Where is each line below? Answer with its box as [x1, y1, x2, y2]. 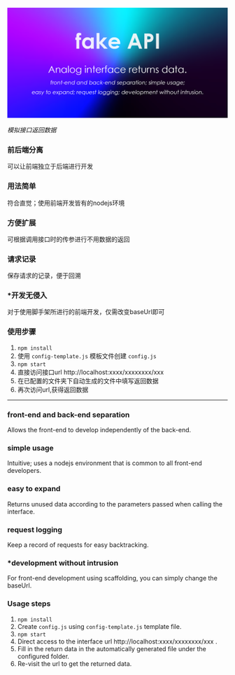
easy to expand [7, 484, 61, 494]
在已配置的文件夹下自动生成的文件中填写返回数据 [17, 376, 159, 385]
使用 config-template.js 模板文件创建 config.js [17, 351, 157, 360]
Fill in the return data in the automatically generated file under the [17, 644, 206, 653]
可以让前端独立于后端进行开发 [7, 162, 93, 171]
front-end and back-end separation [7, 410, 130, 420]
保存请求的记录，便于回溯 [7, 271, 81, 280]
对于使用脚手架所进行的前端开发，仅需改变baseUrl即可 [7, 308, 165, 316]
